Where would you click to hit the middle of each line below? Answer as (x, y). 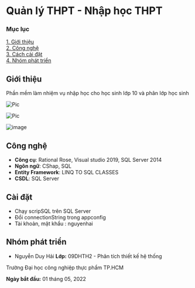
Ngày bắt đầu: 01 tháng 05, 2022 (46, 279)
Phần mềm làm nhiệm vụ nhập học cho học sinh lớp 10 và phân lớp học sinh (97, 93)
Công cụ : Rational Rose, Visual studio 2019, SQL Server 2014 (88, 160)
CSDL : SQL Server (37, 179)
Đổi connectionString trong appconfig (60, 217)
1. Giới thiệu (20, 42)
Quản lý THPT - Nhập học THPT (84, 11)
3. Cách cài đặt (24, 55)
